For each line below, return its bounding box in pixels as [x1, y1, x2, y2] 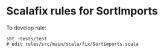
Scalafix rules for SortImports [6, 4, 158, 18]
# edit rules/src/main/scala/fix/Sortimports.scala [6, 41, 139, 47]
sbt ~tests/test [6, 36, 47, 42]
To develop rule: [6, 24, 46, 31]
